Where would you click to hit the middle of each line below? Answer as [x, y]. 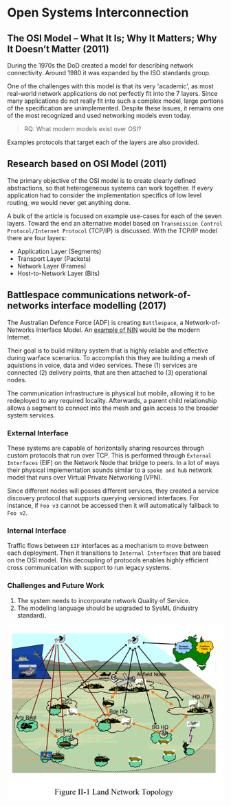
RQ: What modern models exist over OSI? [82, 129]
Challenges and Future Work [56, 586]
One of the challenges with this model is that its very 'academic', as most [111, 86]
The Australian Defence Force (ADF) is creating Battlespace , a [95, 322]
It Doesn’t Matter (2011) [58, 49]
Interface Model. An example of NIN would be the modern [118, 330]
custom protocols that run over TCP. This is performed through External [109, 455]
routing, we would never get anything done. [69, 202]
